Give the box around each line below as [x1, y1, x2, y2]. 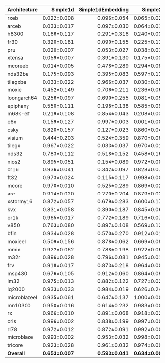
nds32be [7, 71, 28, 77]
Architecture [7, 6, 38, 13]
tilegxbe [7, 79, 26, 85]
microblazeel [7, 294, 38, 301]
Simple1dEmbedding [78, 6, 129, 13]
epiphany [7, 103, 29, 109]
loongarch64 [7, 94, 38, 101]
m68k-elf [7, 111, 30, 117]
